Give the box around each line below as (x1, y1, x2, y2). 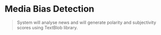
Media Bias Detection (4, 3, 95, 15)
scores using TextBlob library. (16, 24, 78, 30)
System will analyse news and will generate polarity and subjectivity (16, 19, 157, 25)
